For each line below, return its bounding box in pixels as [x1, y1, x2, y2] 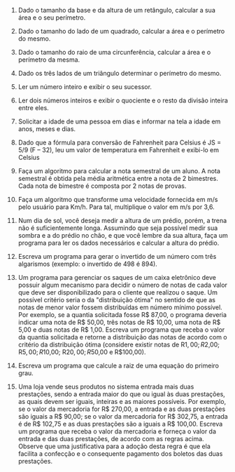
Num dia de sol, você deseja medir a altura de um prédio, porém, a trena [17, 217, 227, 224]
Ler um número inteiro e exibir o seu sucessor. [17, 83, 152, 90]
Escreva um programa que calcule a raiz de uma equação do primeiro [17, 361, 220, 370]
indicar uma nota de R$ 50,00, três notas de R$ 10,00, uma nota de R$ [17, 318, 221, 326]
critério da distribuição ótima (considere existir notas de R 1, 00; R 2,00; [17, 340, 220, 349]
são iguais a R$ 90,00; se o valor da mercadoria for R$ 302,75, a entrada [17, 412, 228, 420]
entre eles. [17, 104, 50, 112]
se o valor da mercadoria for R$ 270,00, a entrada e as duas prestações [17, 405, 226, 413]
